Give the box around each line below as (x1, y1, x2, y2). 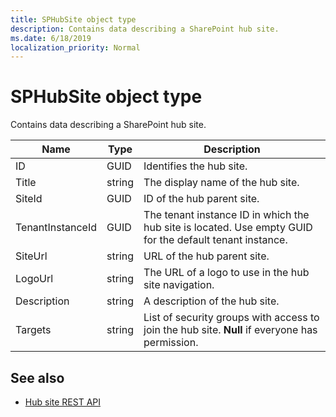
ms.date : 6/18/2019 (10, 33, 92, 43)
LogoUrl (15, 272, 54, 286)
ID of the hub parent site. (143, 192, 260, 206)
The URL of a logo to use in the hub (143, 266, 310, 280)
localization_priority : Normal (10, 42, 141, 53)
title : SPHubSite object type (10, 14, 137, 25)
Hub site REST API (24, 396, 101, 408)
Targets (15, 323, 52, 337)
